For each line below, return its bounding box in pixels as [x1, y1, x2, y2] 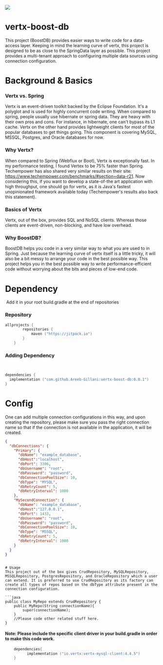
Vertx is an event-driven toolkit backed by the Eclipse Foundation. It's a [5, 104, 148, 109]
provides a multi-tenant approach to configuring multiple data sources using [5, 53, 158, 58]
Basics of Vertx [5, 206, 42, 213]
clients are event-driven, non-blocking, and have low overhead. [5, 222, 132, 228]
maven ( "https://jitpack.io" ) [31, 331, 92, 337]
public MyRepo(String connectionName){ [14, 603, 95, 608]
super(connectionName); [22, 608, 71, 612]
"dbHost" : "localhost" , [18, 457, 64, 462]
